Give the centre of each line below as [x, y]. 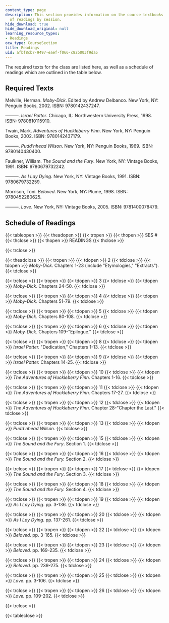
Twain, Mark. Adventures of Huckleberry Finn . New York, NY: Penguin [78, 131]
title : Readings [22, 48]
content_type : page [26, 10]
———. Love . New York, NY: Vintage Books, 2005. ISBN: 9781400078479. [82, 207]
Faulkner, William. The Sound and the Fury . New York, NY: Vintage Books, [82, 161]
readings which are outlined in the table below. [54, 72]
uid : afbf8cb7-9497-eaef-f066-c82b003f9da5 [52, 52]
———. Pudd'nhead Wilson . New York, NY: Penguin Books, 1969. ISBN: [79, 146]
